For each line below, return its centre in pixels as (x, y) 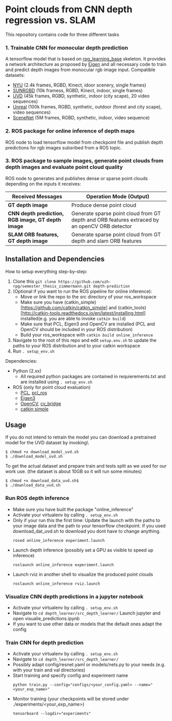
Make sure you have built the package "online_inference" (73, 509)
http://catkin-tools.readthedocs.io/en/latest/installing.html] (84, 313)
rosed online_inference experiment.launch (59, 540)
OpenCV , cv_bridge (41, 403)
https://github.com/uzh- (85, 282)
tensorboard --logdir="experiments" (52, 714)
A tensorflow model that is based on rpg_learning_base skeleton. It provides (85, 59)
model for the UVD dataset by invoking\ (47, 443)
